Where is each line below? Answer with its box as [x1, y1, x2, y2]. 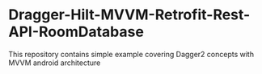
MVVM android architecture [8, 58, 101, 68]
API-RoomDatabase [8, 23, 144, 41]
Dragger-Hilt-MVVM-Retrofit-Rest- [8, 6, 251, 24]
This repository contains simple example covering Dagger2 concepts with [8, 49, 255, 59]
